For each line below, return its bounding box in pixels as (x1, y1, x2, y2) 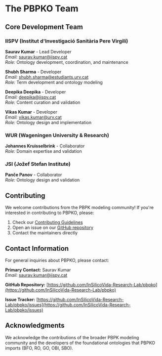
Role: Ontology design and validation (5, 177, 80, 183)
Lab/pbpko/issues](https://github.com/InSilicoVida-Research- (5, 302, 131, 308)
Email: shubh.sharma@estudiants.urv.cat (5, 74, 89, 80)
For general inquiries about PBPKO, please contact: (5, 258, 110, 264)
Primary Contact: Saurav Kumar (5, 267, 71, 273)
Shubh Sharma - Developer (5, 69, 62, 75)
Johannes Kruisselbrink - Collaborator (5, 143, 85, 149)
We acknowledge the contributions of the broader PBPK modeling (5, 334, 139, 340)
